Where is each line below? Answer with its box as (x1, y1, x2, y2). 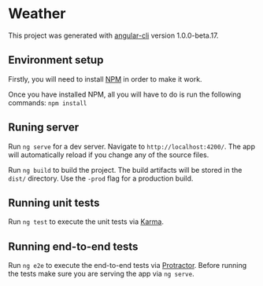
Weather (8, 5, 66, 23)
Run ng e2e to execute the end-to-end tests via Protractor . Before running (8, 261, 247, 270)
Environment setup (8, 53, 104, 67)
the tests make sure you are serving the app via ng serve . (8, 269, 194, 279)
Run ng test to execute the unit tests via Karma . (8, 217, 164, 226)
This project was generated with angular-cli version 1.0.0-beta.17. (8, 31, 219, 40)
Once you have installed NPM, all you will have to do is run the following (8, 90, 242, 99)
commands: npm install (8, 97, 87, 107)
